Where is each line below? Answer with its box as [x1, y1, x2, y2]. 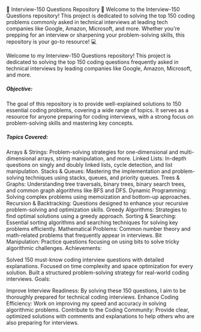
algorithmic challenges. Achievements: [6, 244, 102, 251]
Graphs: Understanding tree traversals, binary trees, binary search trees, [6, 180, 186, 187]
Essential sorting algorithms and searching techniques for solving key [6, 219, 178, 226]
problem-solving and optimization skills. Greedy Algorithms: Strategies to [6, 205, 187, 213]
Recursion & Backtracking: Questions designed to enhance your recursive [6, 199, 189, 207]
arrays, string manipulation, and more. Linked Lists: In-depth [37, 154, 187, 162]
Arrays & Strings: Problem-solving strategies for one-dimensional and [6, 148, 179, 155]
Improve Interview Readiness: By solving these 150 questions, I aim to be [6, 287, 186, 294]
